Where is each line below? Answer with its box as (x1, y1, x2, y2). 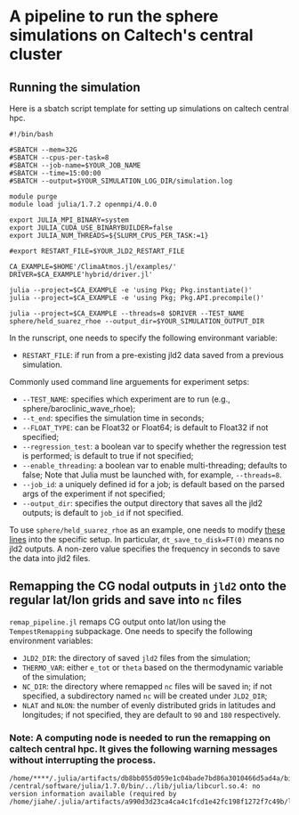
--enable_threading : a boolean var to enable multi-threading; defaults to (21, 460, 287, 470)
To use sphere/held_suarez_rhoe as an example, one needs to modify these (9, 525, 286, 535)
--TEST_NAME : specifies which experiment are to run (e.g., (21, 394, 230, 404)
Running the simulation (9, 79, 141, 94)
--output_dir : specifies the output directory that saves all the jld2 (21, 498, 263, 509)
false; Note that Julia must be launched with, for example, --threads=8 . (21, 469, 282, 480)
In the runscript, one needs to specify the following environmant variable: (9, 332, 278, 343)
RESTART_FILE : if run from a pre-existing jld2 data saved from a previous (21, 350, 285, 360)
